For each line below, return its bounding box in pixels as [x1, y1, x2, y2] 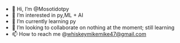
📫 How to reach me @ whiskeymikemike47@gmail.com [11, 31, 146, 37]
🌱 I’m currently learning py [11, 18, 76, 24]
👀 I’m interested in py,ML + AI [11, 12, 84, 19]
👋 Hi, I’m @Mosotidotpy [11, 6, 70, 12]
